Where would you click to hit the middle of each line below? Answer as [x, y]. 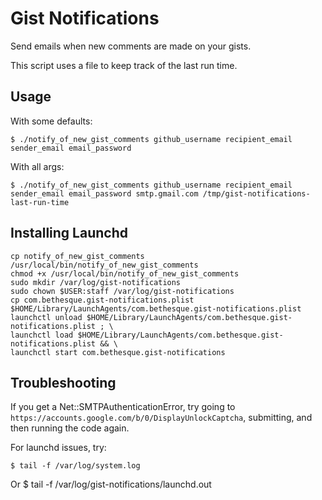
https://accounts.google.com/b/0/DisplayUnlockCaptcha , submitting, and [161, 418]
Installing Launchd [69, 233]
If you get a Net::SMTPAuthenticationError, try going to [123, 407]
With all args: [37, 166]
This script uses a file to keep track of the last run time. [124, 65]
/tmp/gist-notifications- [256, 193]
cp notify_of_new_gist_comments [77, 256]
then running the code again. [70, 428]
